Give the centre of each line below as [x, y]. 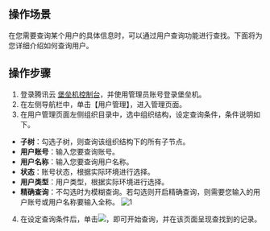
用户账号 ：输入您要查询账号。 [69, 151]
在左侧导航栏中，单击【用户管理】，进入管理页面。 [103, 104]
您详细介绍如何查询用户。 [51, 45]
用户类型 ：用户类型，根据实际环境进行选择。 [94, 181]
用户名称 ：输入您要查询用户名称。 [77, 161]
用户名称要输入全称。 [83, 202]
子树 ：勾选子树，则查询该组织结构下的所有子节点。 [105, 141]
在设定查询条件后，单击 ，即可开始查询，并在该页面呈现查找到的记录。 [141, 219]
